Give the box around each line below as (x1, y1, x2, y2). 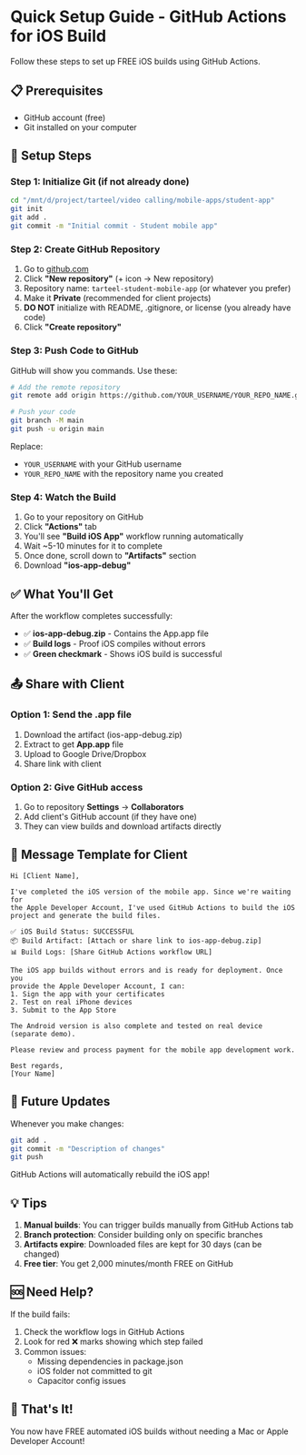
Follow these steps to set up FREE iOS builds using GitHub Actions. (10, 56, 262, 66)
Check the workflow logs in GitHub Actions (23, 1326, 185, 1337)
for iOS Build (10, 25, 107, 46)
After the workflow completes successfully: (10, 611, 173, 621)
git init (10, 205, 44, 214)
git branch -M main (10, 416, 84, 425)
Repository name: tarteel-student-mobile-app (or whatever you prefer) (23, 283, 291, 294)
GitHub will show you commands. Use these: (10, 365, 178, 376)
